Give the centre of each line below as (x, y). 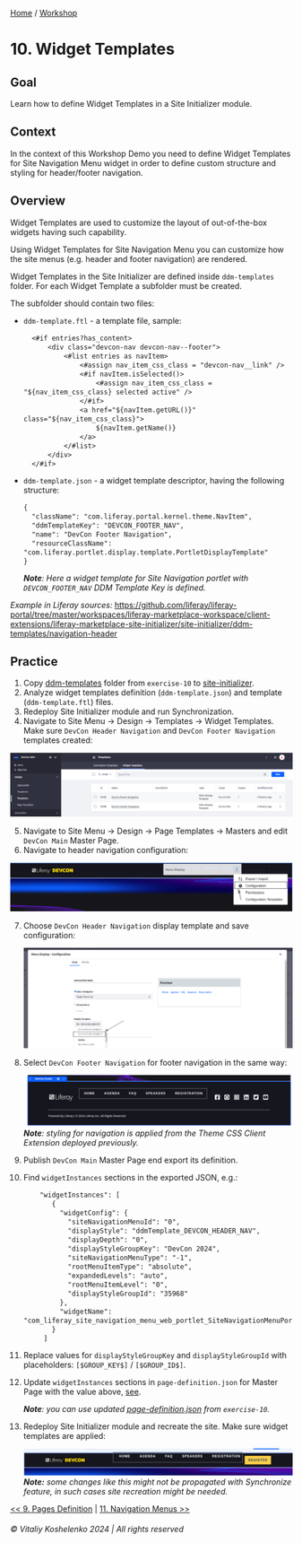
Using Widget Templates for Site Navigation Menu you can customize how (147, 249)
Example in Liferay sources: (61, 605)
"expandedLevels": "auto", (118, 1276)
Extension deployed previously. (81, 1143)
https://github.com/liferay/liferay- (176, 605)
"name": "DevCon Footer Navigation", (102, 534)
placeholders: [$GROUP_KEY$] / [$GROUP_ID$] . (104, 1365)
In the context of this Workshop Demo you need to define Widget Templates (151, 153)
